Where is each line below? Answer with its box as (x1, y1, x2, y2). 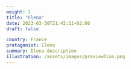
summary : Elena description (6, 48, 77, 54)
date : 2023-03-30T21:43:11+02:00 (6, 20, 91, 26)
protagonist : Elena (6, 42, 56, 48)
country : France (6, 37, 47, 43)
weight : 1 (6, 8, 31, 15)
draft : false (6, 25, 39, 32)
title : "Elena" (6, 15, 45, 21)
